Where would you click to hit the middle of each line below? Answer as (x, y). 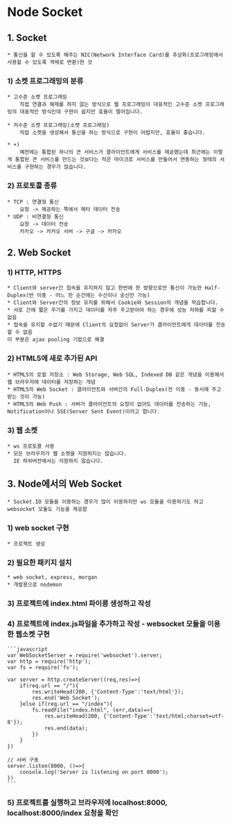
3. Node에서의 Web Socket (65, 484)
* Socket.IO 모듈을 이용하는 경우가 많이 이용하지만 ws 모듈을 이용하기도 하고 (105, 502)
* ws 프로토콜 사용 (31, 446)
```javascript (28, 649)
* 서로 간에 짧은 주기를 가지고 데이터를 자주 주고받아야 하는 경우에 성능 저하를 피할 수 (116, 310)
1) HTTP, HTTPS (35, 272)
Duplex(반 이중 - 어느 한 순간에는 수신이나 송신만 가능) (79, 296)
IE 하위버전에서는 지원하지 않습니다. (59, 461)
